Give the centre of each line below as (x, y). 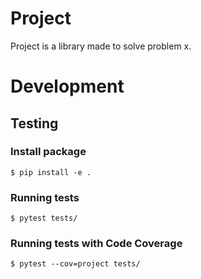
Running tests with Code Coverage (96, 244)
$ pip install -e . (51, 172)
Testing (34, 123)
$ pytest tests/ (44, 218)
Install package (48, 152)
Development (67, 86)
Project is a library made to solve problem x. (101, 46)
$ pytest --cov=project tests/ (75, 264)
